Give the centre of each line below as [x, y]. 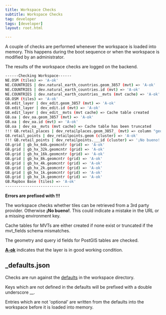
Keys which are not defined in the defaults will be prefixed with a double [79, 287]
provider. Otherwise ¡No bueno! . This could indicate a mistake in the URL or [82, 210]
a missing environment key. [33, 216]
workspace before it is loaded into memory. [49, 307]
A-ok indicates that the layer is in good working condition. [64, 250]
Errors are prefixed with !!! [33, 196]
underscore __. [20, 292]
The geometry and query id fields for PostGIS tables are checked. [72, 240]
